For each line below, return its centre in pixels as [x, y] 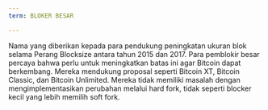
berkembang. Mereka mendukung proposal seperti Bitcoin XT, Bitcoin [124, 71]
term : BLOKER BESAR [41, 16]
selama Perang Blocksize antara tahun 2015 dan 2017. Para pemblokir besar [134, 54]
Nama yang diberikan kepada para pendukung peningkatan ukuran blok [128, 46]
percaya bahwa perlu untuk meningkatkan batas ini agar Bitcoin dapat [125, 63]
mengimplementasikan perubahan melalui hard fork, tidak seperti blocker [130, 88]
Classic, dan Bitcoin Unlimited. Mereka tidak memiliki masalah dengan [124, 79]
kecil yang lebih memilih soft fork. [64, 96]
